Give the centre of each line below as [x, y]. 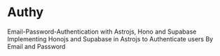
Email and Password [36, 46]
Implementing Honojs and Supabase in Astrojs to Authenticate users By [110, 38]
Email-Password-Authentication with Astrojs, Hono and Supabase [102, 31]
